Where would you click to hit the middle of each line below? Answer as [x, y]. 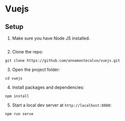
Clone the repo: [28, 52]
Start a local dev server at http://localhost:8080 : [62, 105]
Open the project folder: [36, 69]
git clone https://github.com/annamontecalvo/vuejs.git [62, 61]
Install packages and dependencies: [48, 87]
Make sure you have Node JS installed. [51, 38]
